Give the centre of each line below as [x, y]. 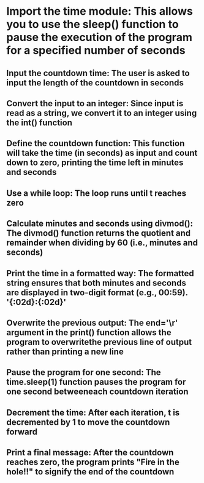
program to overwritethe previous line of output [99, 342]
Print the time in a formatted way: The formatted [100, 273]
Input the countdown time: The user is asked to [98, 73]
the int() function [39, 122]
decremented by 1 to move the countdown [88, 422]
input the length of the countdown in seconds [95, 83]
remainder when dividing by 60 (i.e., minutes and [102, 243]
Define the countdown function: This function [96, 143]
